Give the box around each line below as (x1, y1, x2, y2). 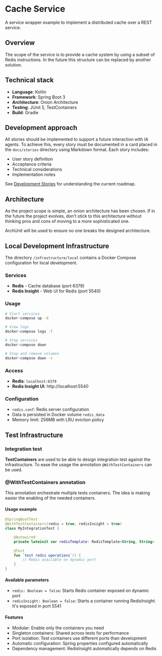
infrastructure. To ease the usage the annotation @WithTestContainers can (5, 461, 152, 467)
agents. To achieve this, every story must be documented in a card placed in (5, 142, 158, 148)
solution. (5, 62, 23, 67)
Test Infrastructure (5, 431, 63, 439)
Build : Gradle (12, 109, 39, 115)
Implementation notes (12, 171, 56, 178)
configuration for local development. (5, 260, 78, 266)
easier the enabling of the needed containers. (5, 495, 96, 501)
